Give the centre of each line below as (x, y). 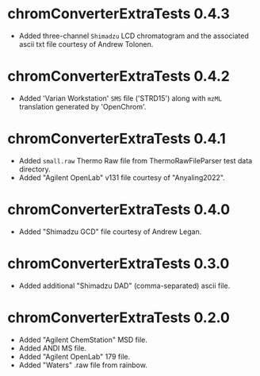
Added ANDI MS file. (53, 348)
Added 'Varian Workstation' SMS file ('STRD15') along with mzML (120, 98)
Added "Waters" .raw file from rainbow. (83, 365)
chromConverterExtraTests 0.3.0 (119, 263)
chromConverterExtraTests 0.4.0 (119, 209)
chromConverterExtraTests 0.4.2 (119, 77)
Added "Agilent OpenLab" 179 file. (75, 356)
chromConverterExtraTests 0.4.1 (117, 139)
